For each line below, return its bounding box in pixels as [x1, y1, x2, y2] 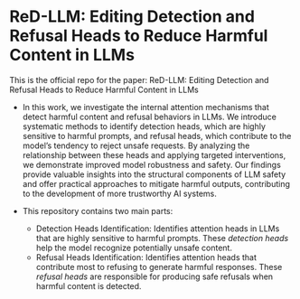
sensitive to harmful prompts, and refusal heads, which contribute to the [22, 130, 292, 141]
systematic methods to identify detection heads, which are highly [22, 120, 267, 132]
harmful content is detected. [35, 280, 142, 291]
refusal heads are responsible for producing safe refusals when [35, 271, 274, 282]
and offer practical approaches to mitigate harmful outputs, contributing [22, 178, 291, 189]
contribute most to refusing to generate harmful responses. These [35, 261, 283, 272]
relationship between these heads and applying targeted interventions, [22, 149, 286, 160]
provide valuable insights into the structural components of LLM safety [22, 169, 286, 180]
